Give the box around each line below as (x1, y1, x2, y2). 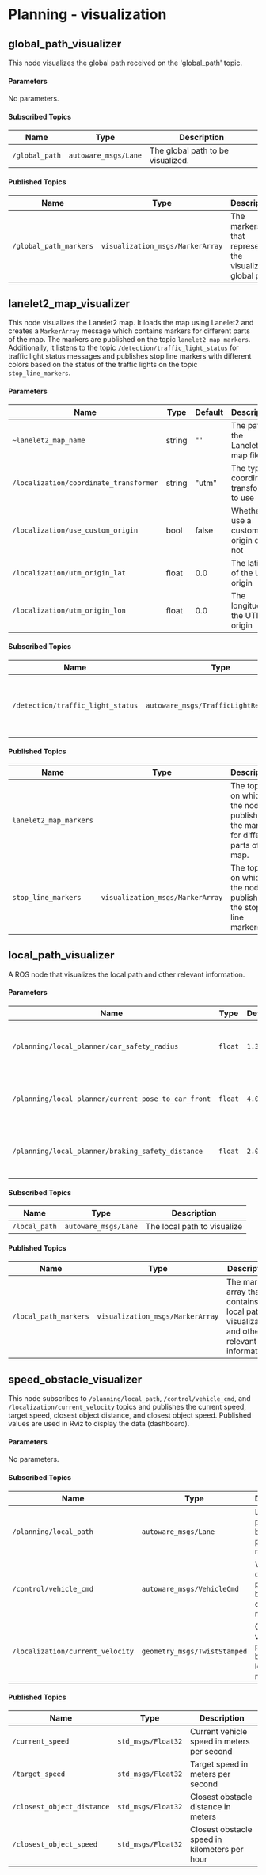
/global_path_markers (12, 241, 93, 250)
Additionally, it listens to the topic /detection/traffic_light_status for (8, 343, 239, 353)
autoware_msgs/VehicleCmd (141, 1585, 239, 1593)
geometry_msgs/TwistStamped (141, 1646, 248, 1656)
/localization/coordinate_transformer (12, 478, 158, 488)
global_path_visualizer (8, 37, 122, 51)
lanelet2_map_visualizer (8, 297, 131, 310)
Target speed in (189, 1759, 249, 1770)
